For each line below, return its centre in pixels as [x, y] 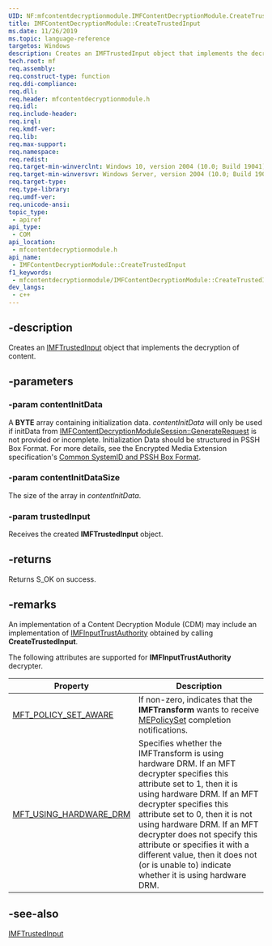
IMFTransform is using [181, 753]
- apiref [27, 220]
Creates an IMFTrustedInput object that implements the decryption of [124, 347]
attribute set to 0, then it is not [195, 814]
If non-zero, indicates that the [195, 699]
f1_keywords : [30, 273]
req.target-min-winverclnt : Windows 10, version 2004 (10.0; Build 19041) [137, 167]
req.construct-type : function [59, 76]
